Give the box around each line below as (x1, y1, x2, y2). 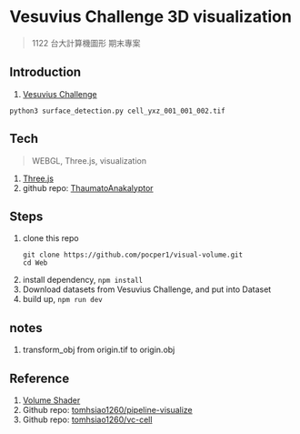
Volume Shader (22, 395, 81, 406)
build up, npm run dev (22, 294, 103, 305)
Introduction (9, 65, 82, 80)
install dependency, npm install (22, 275, 144, 286)
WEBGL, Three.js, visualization (31, 155, 147, 166)
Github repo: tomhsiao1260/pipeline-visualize (22, 405, 193, 415)
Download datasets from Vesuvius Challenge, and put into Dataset (22, 284, 272, 295)
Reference (9, 370, 70, 386)
